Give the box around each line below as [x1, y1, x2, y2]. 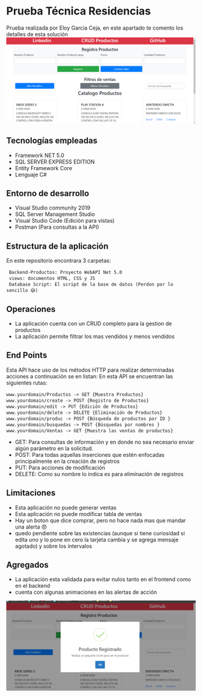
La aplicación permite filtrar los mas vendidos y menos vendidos [14, 333, 175, 340]
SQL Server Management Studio [14, 211, 95, 218]
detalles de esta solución [6, 30, 68, 37]
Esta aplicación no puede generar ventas [14, 504, 117, 511]
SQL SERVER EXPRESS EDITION [14, 158, 95, 165]
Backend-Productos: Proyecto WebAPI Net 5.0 [8, 270, 122, 276]
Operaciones [6, 304, 56, 314]
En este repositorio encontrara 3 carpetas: [6, 257, 111, 264]
